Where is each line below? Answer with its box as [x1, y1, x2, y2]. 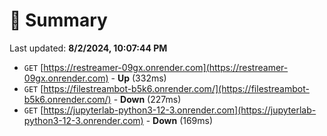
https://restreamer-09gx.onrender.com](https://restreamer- [43, 61, 289, 73]
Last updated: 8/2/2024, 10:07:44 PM [9, 42, 168, 54]
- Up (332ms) [110, 72, 167, 84]
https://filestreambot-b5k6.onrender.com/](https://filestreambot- [43, 82, 310, 94]
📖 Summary [9, 9, 108, 32]
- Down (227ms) [113, 93, 182, 105]
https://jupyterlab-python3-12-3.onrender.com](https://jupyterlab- [43, 104, 317, 116]
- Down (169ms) [145, 114, 214, 126]
